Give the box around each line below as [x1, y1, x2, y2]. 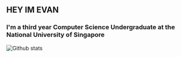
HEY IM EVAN [6, 5, 59, 15]
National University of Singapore [6, 30, 105, 39]
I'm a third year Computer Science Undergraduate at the [6, 23, 176, 32]
